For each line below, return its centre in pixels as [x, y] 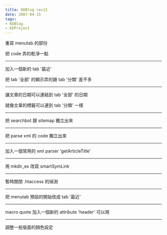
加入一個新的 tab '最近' [29, 69]
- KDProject [17, 28]
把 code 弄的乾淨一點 [27, 54]
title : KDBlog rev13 [27, 10]
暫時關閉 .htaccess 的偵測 [32, 182]
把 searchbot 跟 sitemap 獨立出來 [39, 120]
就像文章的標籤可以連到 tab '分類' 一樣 [44, 106]
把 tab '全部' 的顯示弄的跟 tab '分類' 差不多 [48, 80]
